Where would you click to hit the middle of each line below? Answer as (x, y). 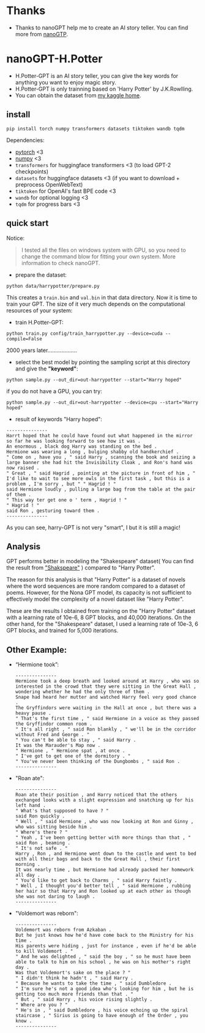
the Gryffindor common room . (54, 724)
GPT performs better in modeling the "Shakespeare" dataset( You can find (100, 562)
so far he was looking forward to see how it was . (73, 441)
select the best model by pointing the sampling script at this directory (103, 362)
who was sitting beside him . (54, 827)
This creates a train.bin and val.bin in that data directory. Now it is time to (102, 297)
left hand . (30, 806)
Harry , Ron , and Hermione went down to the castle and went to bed (106, 854)
